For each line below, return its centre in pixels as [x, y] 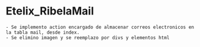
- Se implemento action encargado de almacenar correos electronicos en [100, 27]
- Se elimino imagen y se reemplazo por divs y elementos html [88, 37]
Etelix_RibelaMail [50, 11]
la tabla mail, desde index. [43, 32]
